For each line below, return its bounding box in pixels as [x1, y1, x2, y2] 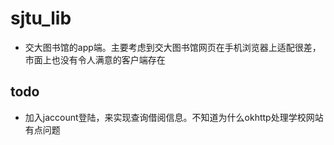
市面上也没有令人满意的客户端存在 [24, 53, 166, 66]
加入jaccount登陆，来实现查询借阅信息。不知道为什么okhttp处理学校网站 [24, 111, 324, 123]
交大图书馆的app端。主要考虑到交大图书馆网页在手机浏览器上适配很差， [24, 41, 322, 53]
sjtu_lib [10, 7, 72, 30]
